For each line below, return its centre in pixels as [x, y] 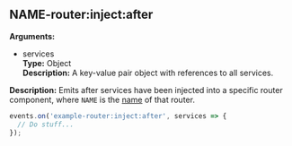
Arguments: [32, 36]
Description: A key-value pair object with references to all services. [148, 73]
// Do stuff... [46, 125]
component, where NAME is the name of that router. [102, 99]
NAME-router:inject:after [81, 15]
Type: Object [47, 63]
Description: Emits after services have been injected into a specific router [146, 90]
